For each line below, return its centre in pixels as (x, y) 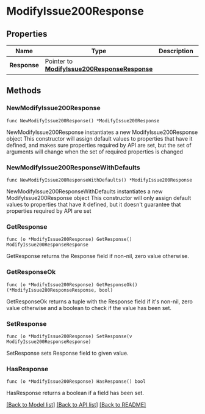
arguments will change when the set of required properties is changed (95, 152)
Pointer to (59, 61)
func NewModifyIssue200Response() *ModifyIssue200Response (83, 120)
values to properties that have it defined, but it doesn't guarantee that (94, 204)
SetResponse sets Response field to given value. (68, 353)
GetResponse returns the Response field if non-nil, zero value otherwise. (98, 256)
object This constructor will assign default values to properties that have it (99, 138)
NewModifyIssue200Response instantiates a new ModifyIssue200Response (102, 132)
